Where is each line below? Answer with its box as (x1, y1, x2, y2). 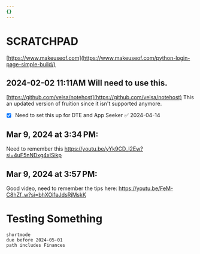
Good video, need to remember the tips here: (6, 185, 118, 192)
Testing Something (6, 212, 103, 226)
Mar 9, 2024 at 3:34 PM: (6, 129, 99, 139)
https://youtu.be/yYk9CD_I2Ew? (64, 145, 144, 152)
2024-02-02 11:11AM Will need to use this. (6, 78, 168, 88)
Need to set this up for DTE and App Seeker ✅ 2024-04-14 (14, 112, 160, 119)
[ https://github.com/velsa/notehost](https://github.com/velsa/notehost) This (6, 94, 195, 101)
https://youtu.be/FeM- (119, 185, 174, 192)
